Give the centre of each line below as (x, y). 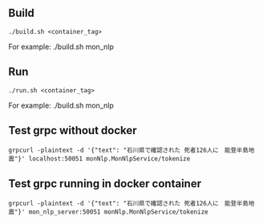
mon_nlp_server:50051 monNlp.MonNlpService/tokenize (118, 212)
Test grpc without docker (73, 130)
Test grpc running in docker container (105, 183)
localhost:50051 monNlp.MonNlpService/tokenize (109, 159)
